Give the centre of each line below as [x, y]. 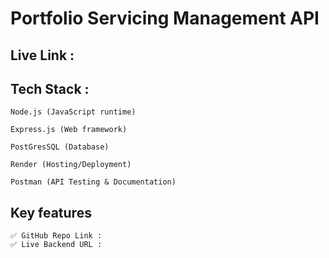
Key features [51, 212]
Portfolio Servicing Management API [165, 18]
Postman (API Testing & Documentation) [93, 182]
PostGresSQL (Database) [60, 147]
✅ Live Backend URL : [56, 245]
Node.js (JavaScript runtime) [73, 112]
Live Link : [42, 55]
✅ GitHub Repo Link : [56, 236]
